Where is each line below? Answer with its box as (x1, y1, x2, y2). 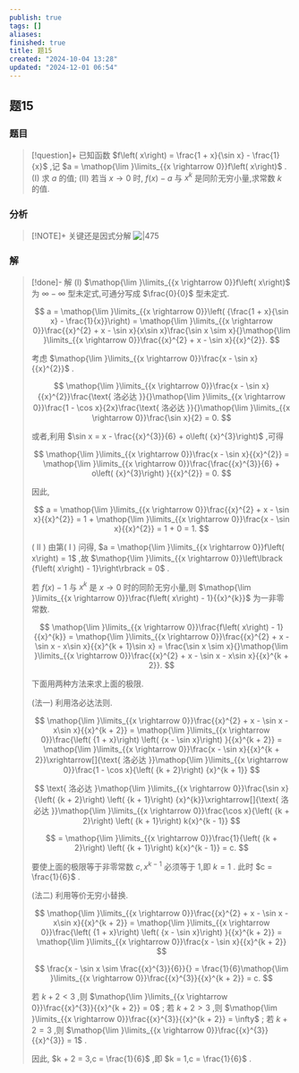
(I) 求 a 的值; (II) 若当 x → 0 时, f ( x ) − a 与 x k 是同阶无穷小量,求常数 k (30, 171, 282, 184)
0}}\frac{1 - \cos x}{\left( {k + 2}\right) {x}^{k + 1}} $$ (63, 765, 261, 776)
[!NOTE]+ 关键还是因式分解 (30, 230, 132, 241)
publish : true (9, 13, 63, 22)
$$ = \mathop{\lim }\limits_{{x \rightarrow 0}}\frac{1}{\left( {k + (45, 833, 278, 844)
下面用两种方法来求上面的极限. (30, 678, 144, 690)
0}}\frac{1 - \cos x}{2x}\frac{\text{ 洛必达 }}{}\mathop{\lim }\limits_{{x (32, 402, 291, 413)
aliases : (9, 30, 42, 39)
